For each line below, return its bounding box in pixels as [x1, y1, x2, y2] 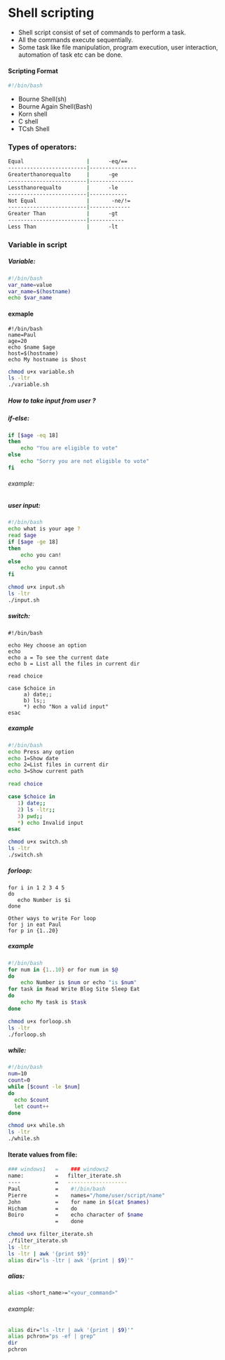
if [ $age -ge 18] [8, 538, 59, 545]
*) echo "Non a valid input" [23, 703, 109, 710]
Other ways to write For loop [8, 915, 97, 922]
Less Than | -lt [8, 223, 118, 231]
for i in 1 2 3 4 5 [8, 884, 65, 891]
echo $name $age [8, 344, 55, 351]
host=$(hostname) [8, 349, 59, 357]
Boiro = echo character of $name [8, 1211, 143, 1218]
